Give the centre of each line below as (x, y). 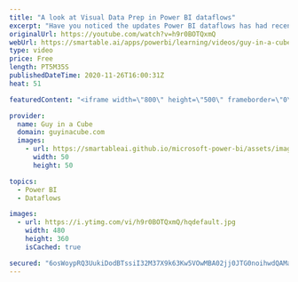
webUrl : (24, 42)
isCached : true (53, 247)
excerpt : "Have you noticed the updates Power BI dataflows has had (138, 26)
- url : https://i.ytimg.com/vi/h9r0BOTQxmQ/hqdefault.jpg (127, 222)
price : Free (31, 59)
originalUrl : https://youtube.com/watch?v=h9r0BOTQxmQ (113, 34)
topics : (24, 181)
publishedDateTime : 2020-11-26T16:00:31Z (87, 76)
